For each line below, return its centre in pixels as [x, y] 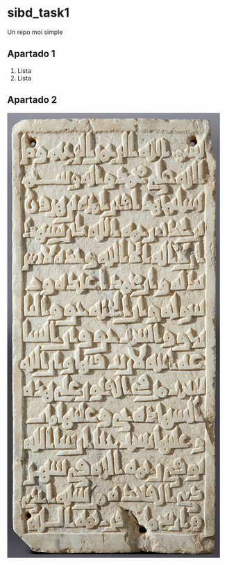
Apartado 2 [32, 100]
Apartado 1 [31, 54]
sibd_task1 [39, 13]
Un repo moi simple [35, 32]
